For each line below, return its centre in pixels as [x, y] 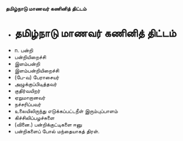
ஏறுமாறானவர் [30, 97]
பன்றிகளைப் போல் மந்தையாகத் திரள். [57, 131]
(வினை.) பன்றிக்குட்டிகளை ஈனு [48, 124]
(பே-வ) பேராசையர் [37, 77]
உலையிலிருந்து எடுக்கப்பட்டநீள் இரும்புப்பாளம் [66, 111]
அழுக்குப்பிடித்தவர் [36, 84]
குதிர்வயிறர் [27, 91]
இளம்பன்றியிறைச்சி [37, 70]
